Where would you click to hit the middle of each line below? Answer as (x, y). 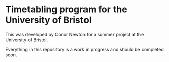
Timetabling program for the (66, 9)
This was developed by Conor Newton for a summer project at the (75, 34)
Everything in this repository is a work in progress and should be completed (84, 49)
